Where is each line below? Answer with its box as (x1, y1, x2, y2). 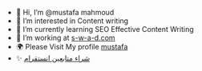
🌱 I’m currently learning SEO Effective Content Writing (15, 25, 194, 34)
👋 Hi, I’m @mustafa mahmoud (15, 8, 115, 17)
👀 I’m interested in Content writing (15, 16, 129, 26)
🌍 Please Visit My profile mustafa (15, 42, 128, 51)
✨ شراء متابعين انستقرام (15, 53, 91, 63)
